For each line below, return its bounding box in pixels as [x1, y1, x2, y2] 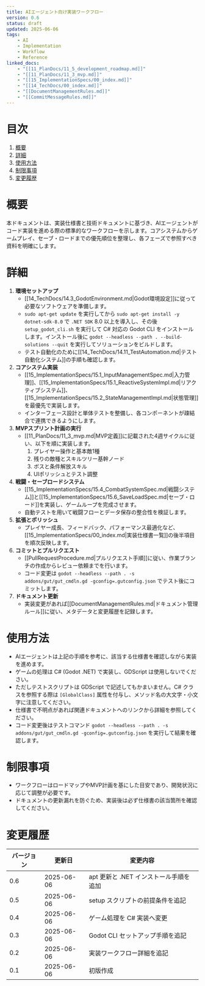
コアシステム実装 [15, 363, 58, 371]
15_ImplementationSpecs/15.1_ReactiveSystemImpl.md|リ [43, 379, 186, 386]
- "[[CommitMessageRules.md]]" [17, 94, 97, 100]
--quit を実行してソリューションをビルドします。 [51, 340, 176, 348]
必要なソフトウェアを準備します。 [24, 302, 110, 310]
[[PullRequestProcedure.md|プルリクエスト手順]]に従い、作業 [24, 554, 180, 562]
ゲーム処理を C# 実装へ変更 [88, 914, 168, 923]
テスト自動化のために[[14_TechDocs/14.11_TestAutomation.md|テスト [24, 348, 197, 355]
